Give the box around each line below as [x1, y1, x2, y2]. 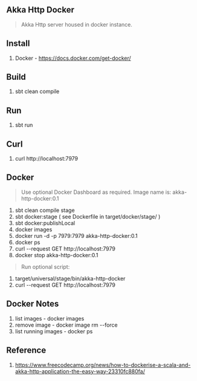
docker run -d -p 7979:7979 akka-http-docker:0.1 [15, 232, 138, 239]
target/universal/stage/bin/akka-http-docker [15, 275, 126, 282]
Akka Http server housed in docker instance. [21, 21, 133, 28]
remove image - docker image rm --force [15, 321, 118, 328]
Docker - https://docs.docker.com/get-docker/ [15, 54, 131, 62]
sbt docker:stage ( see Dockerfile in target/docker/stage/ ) [15, 213, 161, 220]
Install [6, 39, 30, 49]
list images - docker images [15, 315, 85, 322]
